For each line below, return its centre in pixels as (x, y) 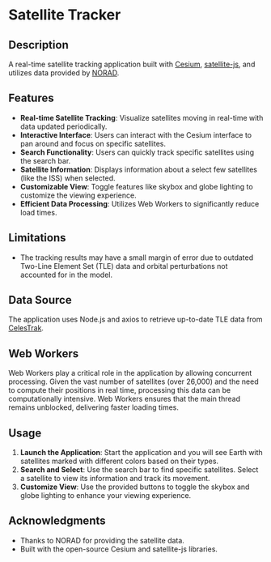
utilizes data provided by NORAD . (64, 73)
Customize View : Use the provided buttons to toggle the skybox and (135, 487)
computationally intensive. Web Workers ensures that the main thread (125, 399)
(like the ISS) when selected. (68, 178)
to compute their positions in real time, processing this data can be (120, 390)
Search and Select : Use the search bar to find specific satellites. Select (139, 470)
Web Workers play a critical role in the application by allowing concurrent (130, 373)
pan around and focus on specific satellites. (93, 143)
